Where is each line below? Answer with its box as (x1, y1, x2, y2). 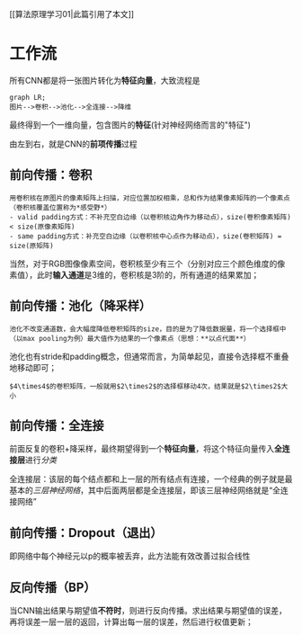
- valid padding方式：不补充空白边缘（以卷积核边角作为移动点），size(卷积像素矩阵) (9, 212, 292, 221)
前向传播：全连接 (9, 417, 104, 433)
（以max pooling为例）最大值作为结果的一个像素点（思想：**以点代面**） (9, 334, 251, 343)
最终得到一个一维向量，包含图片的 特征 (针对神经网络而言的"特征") (9, 119, 252, 130)
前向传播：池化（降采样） (9, 299, 151, 314)
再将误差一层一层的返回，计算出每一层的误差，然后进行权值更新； (9, 616, 253, 627)
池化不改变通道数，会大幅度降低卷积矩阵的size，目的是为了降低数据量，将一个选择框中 (9, 324, 287, 334)
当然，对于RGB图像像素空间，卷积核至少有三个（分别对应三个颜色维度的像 (9, 258, 286, 269)
